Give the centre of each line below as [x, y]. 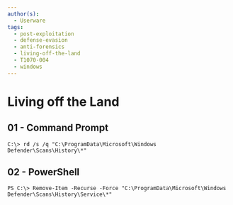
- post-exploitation [44, 34]
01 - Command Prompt [58, 128]
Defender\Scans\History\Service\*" [60, 195]
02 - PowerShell [44, 172]
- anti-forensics [39, 47]
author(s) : [23, 14]
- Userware [30, 21]
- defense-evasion [41, 40]
